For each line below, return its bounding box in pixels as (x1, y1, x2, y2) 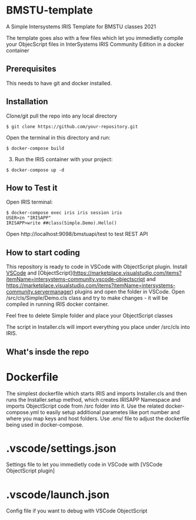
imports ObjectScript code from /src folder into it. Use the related (6, 402, 164, 409)
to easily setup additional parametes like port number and (40, 408, 180, 415)
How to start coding (6, 248, 81, 258)
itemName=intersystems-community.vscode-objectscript (6, 276, 145, 283)
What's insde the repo (6, 346, 89, 356)
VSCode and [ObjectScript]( (6, 269, 75, 276)
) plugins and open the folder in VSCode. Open (71, 288, 185, 295)
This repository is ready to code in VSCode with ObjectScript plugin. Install (6, 263, 187, 271)
